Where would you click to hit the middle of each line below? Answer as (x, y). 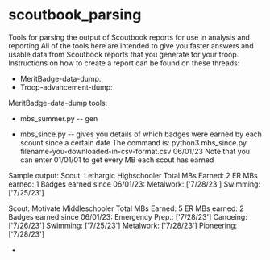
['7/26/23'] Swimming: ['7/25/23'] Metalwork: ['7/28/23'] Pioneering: (123, 225)
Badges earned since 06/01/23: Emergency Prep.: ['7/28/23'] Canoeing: (128, 216)
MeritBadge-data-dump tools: (58, 103)
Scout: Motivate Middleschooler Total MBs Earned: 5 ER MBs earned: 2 (126, 208)
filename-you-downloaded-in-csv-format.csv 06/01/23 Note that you (135, 151)
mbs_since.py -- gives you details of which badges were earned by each (141, 134)
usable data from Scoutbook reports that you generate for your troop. (124, 54)
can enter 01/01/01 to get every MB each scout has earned (117, 160)
